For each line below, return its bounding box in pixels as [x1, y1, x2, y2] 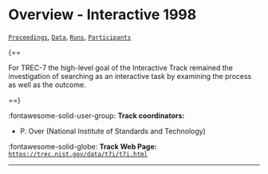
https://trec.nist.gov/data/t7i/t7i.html [8, 150, 148, 158]
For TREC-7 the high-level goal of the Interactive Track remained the [8, 62, 234, 73]
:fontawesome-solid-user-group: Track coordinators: [8, 110, 185, 121]
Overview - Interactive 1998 [8, 6, 197, 24]
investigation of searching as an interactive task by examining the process [8, 71, 252, 81]
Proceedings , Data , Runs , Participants [8, 32, 132, 42]
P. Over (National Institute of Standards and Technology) [19, 126, 206, 136]
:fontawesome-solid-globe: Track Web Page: [8, 141, 157, 151]
